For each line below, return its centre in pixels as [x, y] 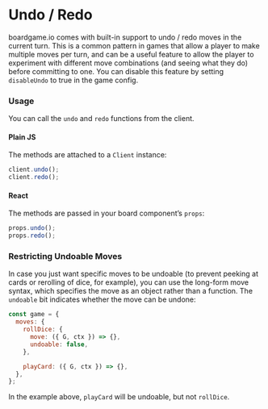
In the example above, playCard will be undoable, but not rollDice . [119, 397]
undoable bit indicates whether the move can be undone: [102, 299]
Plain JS [22, 137]
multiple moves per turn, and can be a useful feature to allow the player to [131, 54]
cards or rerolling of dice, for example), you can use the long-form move [128, 282]
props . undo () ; [32, 228]
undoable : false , [59, 344]
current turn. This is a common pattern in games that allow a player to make [134, 45]
